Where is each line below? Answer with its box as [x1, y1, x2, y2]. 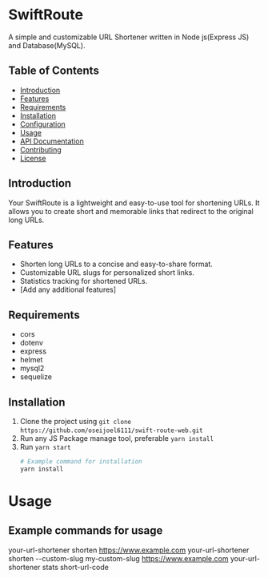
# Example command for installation [19, 458, 142, 466]
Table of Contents [8, 64, 100, 78]
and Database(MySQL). [8, 40, 86, 50]
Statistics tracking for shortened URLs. [19, 277, 148, 286]
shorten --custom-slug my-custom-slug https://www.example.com [8, 553, 229, 563]
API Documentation [19, 136, 84, 146]
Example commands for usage [8, 523, 163, 538]
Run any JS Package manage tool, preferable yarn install [19, 434, 214, 443]
